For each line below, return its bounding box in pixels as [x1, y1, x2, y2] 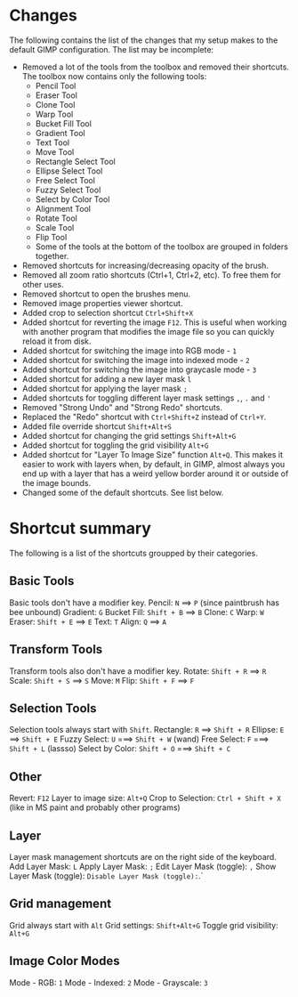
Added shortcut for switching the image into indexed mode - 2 [21, 354, 251, 365]
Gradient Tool [35, 127, 86, 138]
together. [35, 250, 69, 261]
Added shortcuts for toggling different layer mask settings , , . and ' [21, 393, 271, 403]
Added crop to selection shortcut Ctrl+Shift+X [21, 307, 194, 318]
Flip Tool [35, 231, 68, 242]
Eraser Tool [35, 90, 78, 101]
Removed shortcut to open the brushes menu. [21, 288, 191, 299]
